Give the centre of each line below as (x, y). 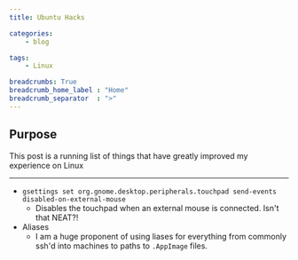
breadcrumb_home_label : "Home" (69, 91)
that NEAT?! (57, 217)
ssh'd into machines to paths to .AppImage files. (122, 246)
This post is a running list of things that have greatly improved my (129, 155)
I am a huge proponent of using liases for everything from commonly (161, 236)
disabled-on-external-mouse (74, 199)
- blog (37, 42)
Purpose (33, 134)
